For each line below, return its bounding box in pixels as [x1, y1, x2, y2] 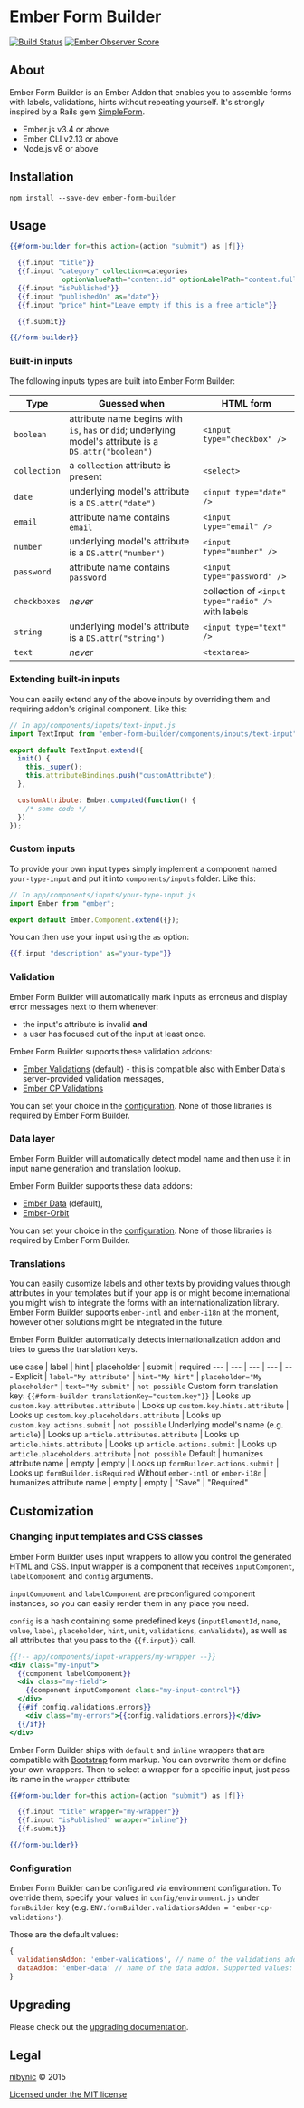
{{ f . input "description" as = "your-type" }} [9, 949, 172, 958]
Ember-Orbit [22, 1207, 70, 1218]
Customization [9, 1504, 95, 1519]
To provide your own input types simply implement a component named [9, 863, 278, 874]
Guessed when [98, 397, 166, 409]
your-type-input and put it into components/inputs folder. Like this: [9, 873, 256, 884]
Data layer [9, 1132, 56, 1145]
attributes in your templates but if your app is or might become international [9, 1288, 291, 1299]
